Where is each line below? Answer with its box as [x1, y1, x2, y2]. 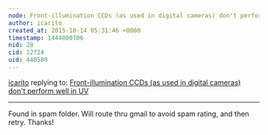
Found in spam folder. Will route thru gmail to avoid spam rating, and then [8, 109, 250, 118]
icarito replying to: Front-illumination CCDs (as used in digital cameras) [8, 77, 242, 87]
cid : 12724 [8, 48, 45, 56]
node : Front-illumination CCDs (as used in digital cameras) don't [8, 11, 238, 20]
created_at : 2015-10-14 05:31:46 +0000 [8, 26, 141, 34]
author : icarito [8, 19, 62, 27]
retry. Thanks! [8, 117, 54, 127]
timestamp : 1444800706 [8, 33, 84, 42]
